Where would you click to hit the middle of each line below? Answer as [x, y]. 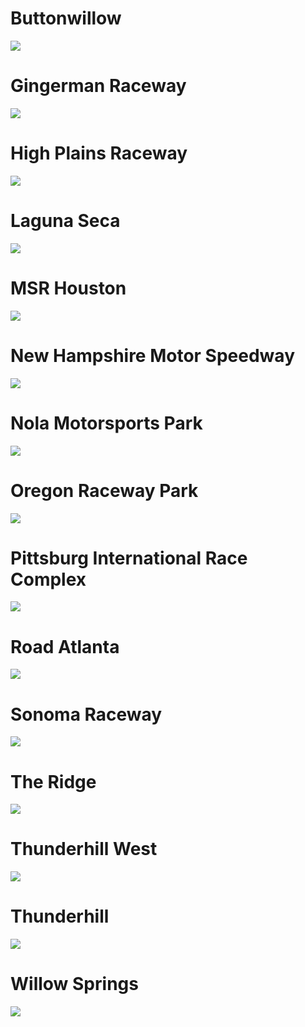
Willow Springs [74, 984]
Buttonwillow [66, 18]
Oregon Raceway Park [104, 490]
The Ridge [53, 781]
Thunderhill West [84, 849]
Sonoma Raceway [86, 714]
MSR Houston [68, 288]
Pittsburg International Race [129, 558]
